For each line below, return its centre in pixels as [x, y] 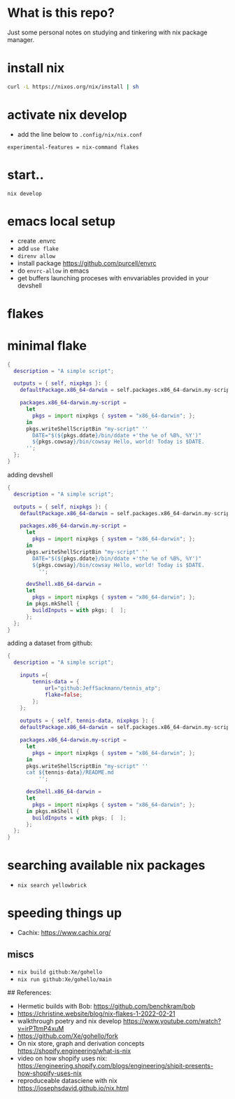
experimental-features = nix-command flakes [73, 147]
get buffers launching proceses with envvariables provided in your [113, 278]
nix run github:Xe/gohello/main [64, 979]
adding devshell [30, 475]
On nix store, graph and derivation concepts [81, 1043]
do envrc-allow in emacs [53, 271]
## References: [29, 992]
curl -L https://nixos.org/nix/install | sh [73, 87]
